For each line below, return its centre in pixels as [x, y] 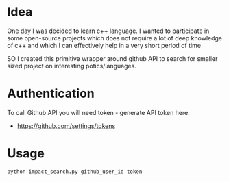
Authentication [51, 94]
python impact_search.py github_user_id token [75, 172]
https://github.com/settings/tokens [66, 126]
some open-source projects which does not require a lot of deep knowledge [115, 38]
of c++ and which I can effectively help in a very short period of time [104, 45]
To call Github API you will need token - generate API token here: [99, 112]
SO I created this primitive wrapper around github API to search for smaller [112, 58]
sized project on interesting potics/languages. [72, 66]
